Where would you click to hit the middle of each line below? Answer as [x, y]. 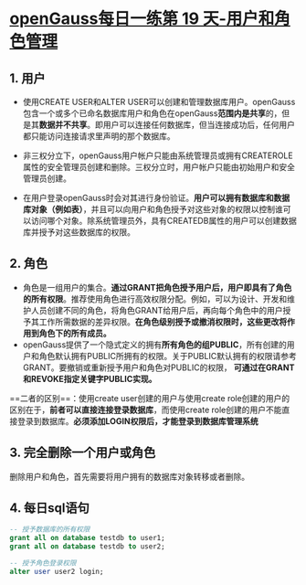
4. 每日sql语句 [49, 508]
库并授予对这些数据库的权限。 [79, 232]
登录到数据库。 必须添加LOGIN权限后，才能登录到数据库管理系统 [137, 420]
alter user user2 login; [57, 571]
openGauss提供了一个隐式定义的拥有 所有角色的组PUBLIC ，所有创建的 [155, 345]
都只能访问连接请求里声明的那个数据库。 [99, 136]
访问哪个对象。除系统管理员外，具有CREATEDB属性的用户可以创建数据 [164, 221]
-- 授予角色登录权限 [43, 563]
